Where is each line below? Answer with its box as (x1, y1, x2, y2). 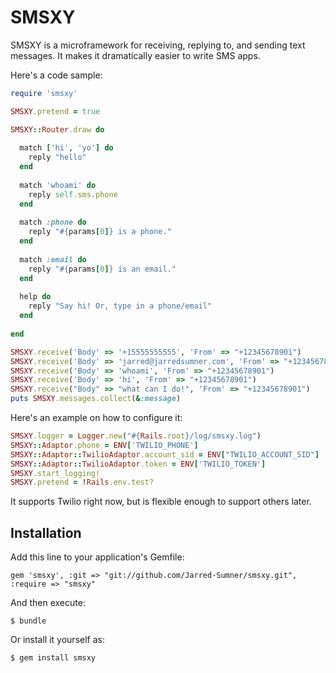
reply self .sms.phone (28, 189, 118, 200)
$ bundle (10, 616, 47, 626)
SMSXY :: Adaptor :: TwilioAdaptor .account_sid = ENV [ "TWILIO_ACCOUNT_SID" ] (10, 449, 320, 460)
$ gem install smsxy (10, 653, 97, 663)
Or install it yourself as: (10, 634, 105, 646)
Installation (10, 524, 82, 541)
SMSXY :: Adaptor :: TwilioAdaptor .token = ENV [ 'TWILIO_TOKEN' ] (10, 459, 267, 469)
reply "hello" (28, 152, 87, 163)
